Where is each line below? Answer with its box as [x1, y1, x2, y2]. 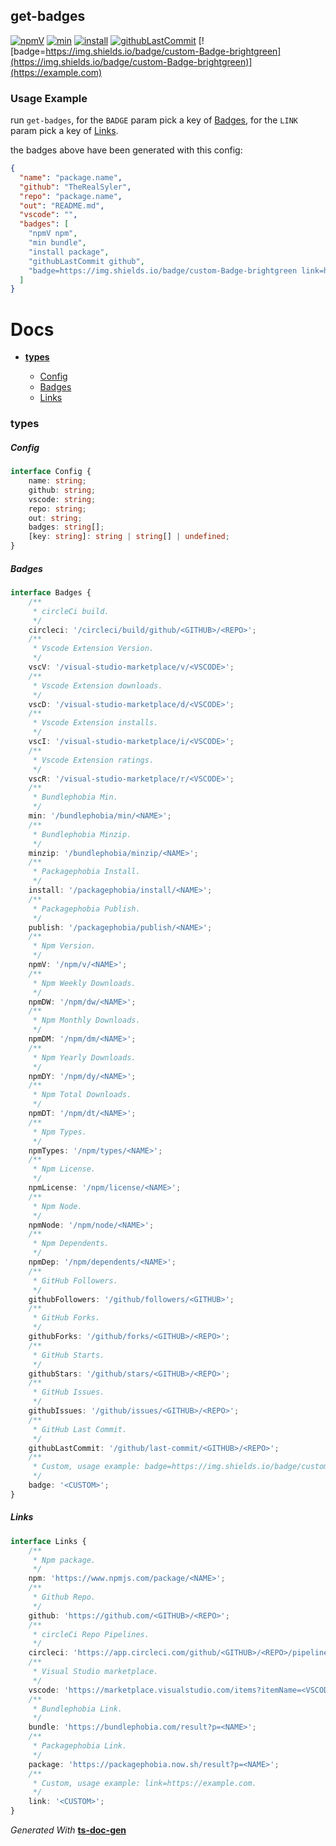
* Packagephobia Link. [32, 1741, 128, 1751]
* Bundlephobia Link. [32, 1704, 123, 1714]
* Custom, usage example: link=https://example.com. [32, 1778, 257, 1788]
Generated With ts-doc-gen [10, 1824, 127, 1836]
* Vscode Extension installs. [32, 718, 159, 728]
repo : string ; [28, 504, 87, 514]
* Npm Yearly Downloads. [32, 1052, 137, 1063]
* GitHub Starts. [32, 1350, 105, 1360]
